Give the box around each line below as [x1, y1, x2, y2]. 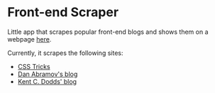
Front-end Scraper [7, 4, 119, 20]
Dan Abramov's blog [17, 70, 78, 78]
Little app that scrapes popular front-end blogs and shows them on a [7, 27, 209, 36]
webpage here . [7, 35, 52, 43]
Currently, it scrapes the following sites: [7, 49, 123, 57]
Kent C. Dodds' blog [17, 77, 77, 85]
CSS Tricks [17, 62, 51, 70]
